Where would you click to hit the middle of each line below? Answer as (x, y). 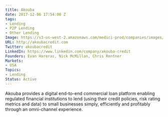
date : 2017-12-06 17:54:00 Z (35, 14)
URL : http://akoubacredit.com (37, 42)
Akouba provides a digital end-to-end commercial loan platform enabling (80, 93)
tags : (11, 19)
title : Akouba (20, 10)
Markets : (14, 61)
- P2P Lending (20, 28)
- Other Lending (22, 33)
